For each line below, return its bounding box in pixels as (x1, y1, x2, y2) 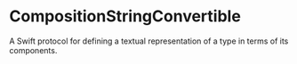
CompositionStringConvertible (9, 6, 242, 27)
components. (9, 44, 58, 55)
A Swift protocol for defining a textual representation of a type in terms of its (9, 36, 289, 46)
